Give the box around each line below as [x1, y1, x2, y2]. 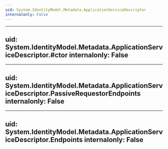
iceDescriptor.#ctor [5, 50, 68, 59]
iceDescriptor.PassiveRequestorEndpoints [5, 89, 141, 97]
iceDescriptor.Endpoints [5, 135, 83, 144]
